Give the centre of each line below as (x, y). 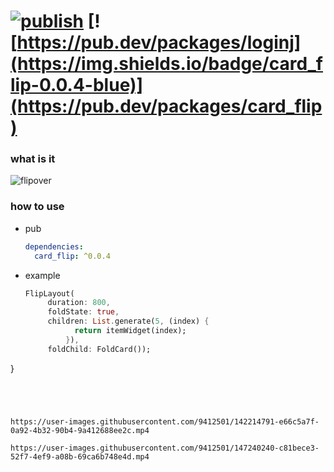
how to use (37, 207)
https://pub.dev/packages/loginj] (159, 42)
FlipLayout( (49, 293)
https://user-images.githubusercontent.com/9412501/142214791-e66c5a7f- (165, 421)
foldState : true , (83, 312)
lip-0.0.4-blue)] (77, 85)
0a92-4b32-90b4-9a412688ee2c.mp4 (80, 430)
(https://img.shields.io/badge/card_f (167, 64)
